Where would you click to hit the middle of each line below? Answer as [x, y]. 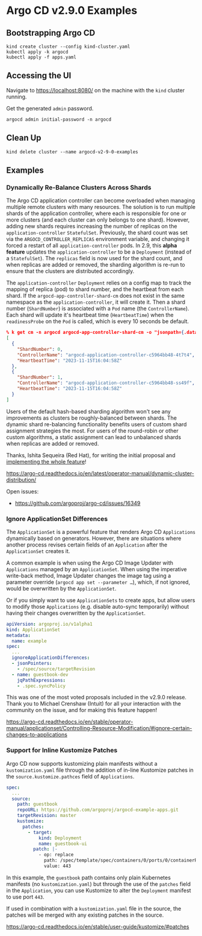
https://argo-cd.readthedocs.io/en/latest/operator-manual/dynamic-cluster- [100, 473]
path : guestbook [38, 804]
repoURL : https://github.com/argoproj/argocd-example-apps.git [98, 810]
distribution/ [21, 479]
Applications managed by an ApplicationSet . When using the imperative [97, 569]
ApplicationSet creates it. [38, 551]
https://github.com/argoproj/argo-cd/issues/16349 [78, 503]
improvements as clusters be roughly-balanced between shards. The [92, 418]
